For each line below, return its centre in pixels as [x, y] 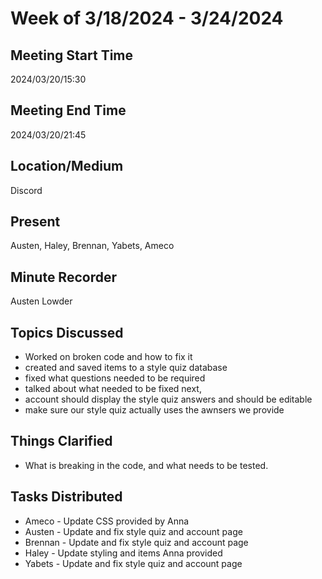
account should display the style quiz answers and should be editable [168, 399]
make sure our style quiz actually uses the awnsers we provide [154, 410]
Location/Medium [67, 166]
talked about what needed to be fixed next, [113, 389]
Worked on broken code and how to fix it [108, 357]
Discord [26, 190]
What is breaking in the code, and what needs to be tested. [146, 465]
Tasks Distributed [66, 497]
